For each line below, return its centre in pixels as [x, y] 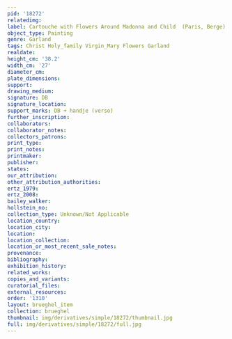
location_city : [29, 227]
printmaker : [24, 156]
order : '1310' [28, 299]
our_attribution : [32, 175]
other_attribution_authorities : [54, 182]
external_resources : [37, 292]
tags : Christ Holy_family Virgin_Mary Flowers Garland [88, 46]
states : [18, 169]
